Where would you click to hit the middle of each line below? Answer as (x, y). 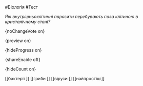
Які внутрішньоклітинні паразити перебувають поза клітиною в (71, 16)
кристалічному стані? (28, 22)
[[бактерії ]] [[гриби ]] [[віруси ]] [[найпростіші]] (55, 78)
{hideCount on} (20, 69)
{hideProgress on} (23, 50)
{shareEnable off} (23, 60)
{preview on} (18, 41)
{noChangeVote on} (25, 31)
